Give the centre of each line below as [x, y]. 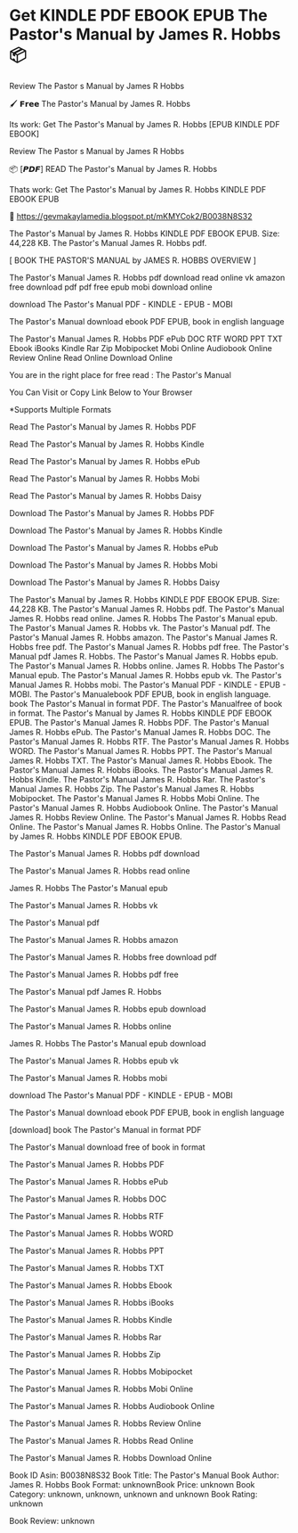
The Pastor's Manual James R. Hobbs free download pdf [113, 957]
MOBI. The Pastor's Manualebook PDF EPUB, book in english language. [140, 694]
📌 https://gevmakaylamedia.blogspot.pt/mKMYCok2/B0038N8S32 [131, 216]
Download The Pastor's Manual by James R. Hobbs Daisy [115, 582]
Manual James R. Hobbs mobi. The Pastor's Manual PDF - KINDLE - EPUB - [148, 685]
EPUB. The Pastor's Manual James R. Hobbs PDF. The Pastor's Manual [139, 722]
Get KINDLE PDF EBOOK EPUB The [139, 16]
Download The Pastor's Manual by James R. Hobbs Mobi [113, 565]
